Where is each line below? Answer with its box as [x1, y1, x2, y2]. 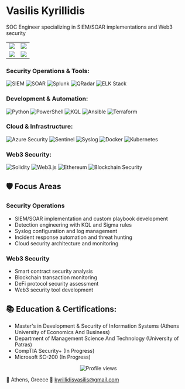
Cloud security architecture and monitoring [14, 239, 119, 246]
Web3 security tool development [14, 286, 94, 293]
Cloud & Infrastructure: [6, 123, 73, 131]
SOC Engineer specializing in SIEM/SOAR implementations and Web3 [6, 23, 173, 30]
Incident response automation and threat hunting [14, 234, 133, 241]
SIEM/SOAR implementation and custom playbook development [14, 215, 168, 222]
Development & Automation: [6, 95, 88, 103]
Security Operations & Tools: [6, 67, 90, 75]
